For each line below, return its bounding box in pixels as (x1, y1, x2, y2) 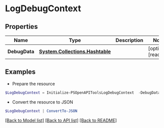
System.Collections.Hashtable (39, 48, 111, 55)
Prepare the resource (12, 81, 55, 86)
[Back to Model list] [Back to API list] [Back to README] (5, 117, 117, 123)
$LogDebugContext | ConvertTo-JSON (5, 108, 78, 113)
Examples (5, 68, 36, 76)
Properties (5, 22, 38, 31)
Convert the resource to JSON (12, 99, 73, 105)
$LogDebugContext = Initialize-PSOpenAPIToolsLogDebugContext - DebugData (5, 90, 161, 95)
